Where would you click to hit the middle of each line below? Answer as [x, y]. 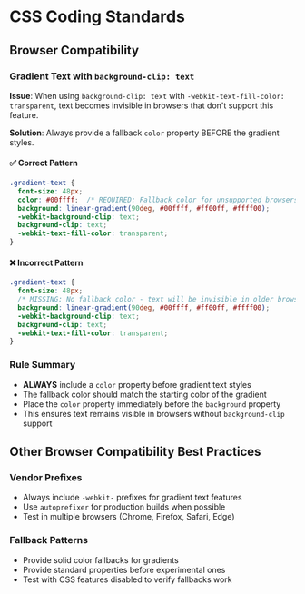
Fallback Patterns [49, 540]
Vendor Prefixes [46, 477]
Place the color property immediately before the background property [152, 404]
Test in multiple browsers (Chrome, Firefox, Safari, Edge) [128, 517]
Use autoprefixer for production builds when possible [124, 507]
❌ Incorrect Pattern [46, 262]
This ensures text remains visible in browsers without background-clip [153, 413]
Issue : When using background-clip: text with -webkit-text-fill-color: [147, 95]
